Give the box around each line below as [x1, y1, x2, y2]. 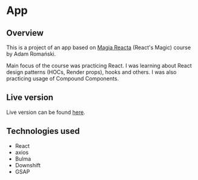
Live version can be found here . [6, 108, 86, 116]
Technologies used [6, 126, 80, 136]
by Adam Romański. [6, 50, 56, 58]
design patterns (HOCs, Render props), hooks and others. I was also [6, 68, 177, 76]
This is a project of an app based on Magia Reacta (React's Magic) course [6, 44, 191, 51]
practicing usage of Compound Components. [6, 75, 119, 82]
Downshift [15, 161, 41, 168]
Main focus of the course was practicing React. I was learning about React [6, 62, 192, 69]
